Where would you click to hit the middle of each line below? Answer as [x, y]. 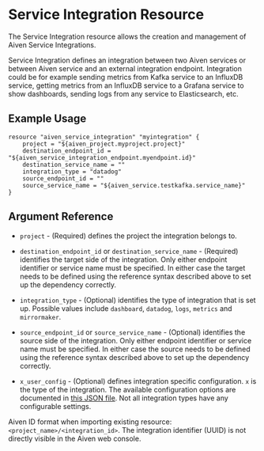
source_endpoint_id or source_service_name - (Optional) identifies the [132, 332]
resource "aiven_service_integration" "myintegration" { [104, 137]
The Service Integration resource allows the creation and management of [127, 36]
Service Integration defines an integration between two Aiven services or [127, 60]
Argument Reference [61, 216]
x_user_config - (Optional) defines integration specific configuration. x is [138, 381]
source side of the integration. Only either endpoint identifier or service [136, 340]
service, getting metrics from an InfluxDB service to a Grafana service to [126, 85]
